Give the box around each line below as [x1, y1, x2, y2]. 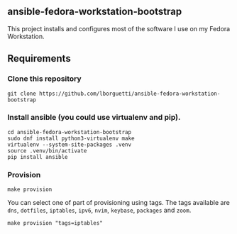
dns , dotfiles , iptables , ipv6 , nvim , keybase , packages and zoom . [7, 206, 192, 215]
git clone [7, 90, 37, 97]
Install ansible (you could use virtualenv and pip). [7, 113, 181, 123]
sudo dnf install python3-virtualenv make [7, 135, 135, 142]
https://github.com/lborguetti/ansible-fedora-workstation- [38, 90, 221, 97]
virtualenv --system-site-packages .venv [7, 141, 132, 148]
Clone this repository [7, 74, 82, 84]
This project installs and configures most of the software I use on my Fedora [7, 24, 231, 33]
